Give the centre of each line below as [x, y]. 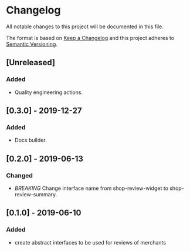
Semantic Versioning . [32, 44]
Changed [20, 175]
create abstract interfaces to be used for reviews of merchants [90, 242]
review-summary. [36, 194]
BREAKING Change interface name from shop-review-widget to [91, 188]
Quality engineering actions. [49, 92]
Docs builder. [30, 140]
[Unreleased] [31, 63]
